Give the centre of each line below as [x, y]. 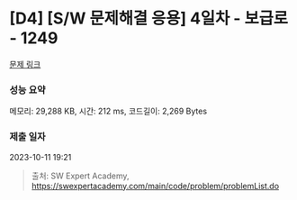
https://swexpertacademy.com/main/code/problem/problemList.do [155, 186]
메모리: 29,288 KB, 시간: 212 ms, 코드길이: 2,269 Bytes [108, 111]
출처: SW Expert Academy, [80, 176]
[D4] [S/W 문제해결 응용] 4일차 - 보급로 [149, 18]
